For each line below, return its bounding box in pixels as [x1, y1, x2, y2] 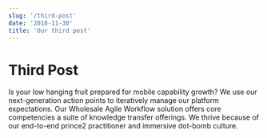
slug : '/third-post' [8, 11, 78, 20]
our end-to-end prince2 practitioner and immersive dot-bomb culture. [8, 121, 238, 131]
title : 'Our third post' [8, 26, 91, 34]
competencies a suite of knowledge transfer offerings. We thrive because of [8, 112, 260, 122]
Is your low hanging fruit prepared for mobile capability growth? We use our [8, 87, 257, 97]
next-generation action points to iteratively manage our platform [8, 96, 220, 105]
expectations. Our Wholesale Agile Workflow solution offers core [8, 104, 221, 114]
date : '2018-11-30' [8, 19, 74, 27]
